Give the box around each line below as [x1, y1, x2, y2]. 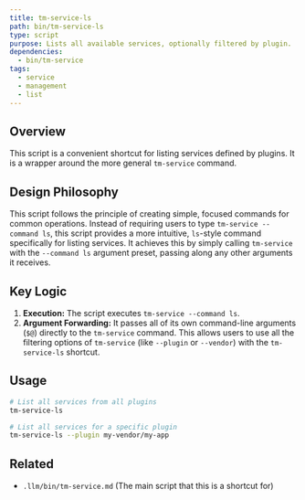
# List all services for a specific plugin [9, 422, 178, 431]
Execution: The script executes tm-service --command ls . [22, 307, 240, 318]
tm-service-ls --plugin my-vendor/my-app [9, 431, 170, 440]
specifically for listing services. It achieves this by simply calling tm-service [9, 238, 293, 249]
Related [9, 456, 55, 472]
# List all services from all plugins [9, 397, 157, 407]
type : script [9, 30, 59, 39]
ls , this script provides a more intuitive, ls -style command [42, 228, 262, 239]
